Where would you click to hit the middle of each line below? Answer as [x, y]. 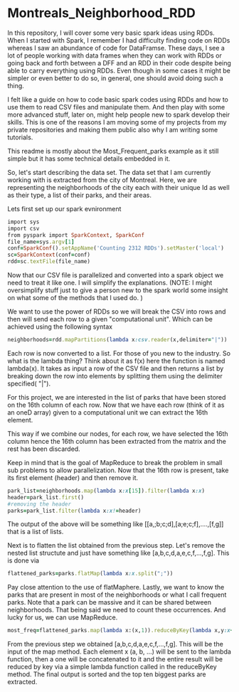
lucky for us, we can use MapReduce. [63, 617]
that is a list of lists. [36, 532]
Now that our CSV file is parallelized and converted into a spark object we [116, 275]
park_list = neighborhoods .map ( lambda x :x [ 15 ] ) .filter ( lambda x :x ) [106, 491]
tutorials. [20, 137]
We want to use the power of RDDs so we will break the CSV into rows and [117, 312]
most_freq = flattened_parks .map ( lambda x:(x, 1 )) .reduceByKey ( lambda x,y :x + [121, 631]
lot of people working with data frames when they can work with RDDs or [115, 55]
